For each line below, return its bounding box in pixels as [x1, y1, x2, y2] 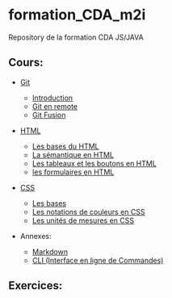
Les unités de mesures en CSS [31, 216, 135, 225]
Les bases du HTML [31, 141, 99, 151]
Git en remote [31, 101, 78, 111]
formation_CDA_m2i [8, 6, 146, 24]
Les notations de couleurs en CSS [31, 207, 145, 216]
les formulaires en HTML [31, 167, 115, 177]
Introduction [31, 93, 73, 103]
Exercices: [8, 279, 63, 292]
